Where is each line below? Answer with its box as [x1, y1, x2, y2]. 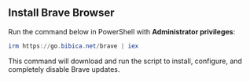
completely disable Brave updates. [8, 64, 120, 73]
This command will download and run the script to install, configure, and [8, 56, 242, 66]
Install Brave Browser [8, 6, 115, 20]
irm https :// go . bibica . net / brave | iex [8, 42, 139, 50]
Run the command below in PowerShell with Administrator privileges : [8, 27, 236, 36]
